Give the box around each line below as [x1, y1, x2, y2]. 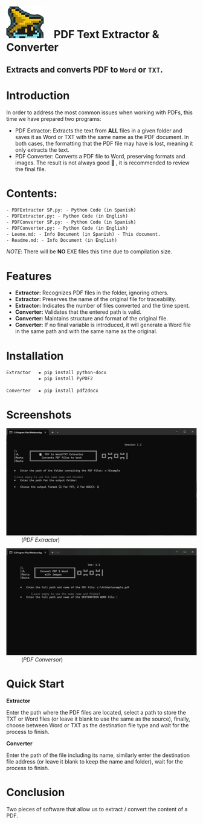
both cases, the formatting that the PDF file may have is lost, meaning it [14, 140, 193, 147]
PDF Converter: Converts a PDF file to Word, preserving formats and [14, 152, 185, 160]
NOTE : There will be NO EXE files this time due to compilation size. [6, 248, 172, 255]
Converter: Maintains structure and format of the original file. [14, 315, 168, 322]
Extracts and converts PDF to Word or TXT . [6, 64, 163, 75]
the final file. [14, 165, 47, 172]
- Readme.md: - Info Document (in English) [6, 238, 118, 244]
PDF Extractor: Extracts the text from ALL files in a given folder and [14, 127, 182, 134]
